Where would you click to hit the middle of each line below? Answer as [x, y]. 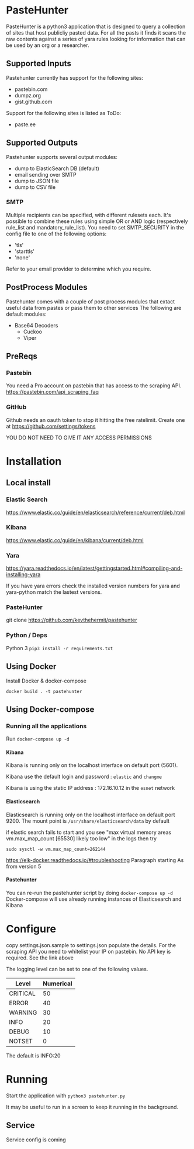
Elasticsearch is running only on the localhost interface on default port [91, 815]
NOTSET [21, 1041]
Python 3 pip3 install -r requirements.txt [60, 648]
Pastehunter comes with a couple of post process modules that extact [91, 301]
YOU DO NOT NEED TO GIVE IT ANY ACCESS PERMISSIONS [79, 437]
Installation [34, 461]
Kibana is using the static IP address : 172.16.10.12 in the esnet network [91, 788]
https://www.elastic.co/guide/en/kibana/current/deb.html [75, 540]
